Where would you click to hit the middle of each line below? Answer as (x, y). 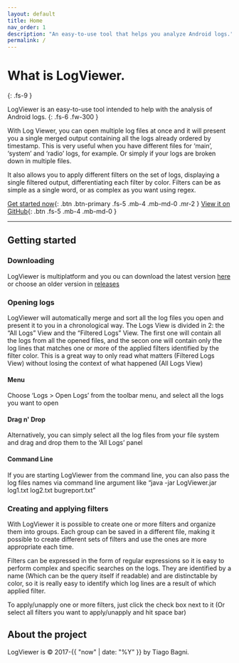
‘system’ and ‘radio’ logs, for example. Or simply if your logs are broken (112, 153)
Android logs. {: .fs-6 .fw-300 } (53, 117)
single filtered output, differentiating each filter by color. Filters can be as (114, 183)
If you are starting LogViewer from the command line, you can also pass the (118, 475)
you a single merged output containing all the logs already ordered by (109, 138)
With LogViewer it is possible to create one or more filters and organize (112, 524)
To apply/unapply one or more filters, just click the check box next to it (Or (116, 605)
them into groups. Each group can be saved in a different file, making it (111, 531)
